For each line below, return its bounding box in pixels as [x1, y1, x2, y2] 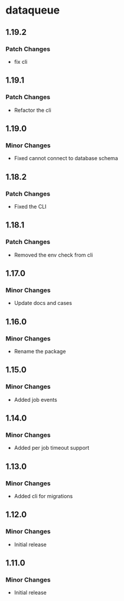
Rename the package [14, 348, 66, 355]
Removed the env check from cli [14, 251, 93, 258]
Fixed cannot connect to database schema [14, 155, 119, 162]
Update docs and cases [14, 300, 72, 307]
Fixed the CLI [14, 203, 47, 210]
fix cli [14, 58, 28, 65]
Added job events [14, 396, 57, 403]
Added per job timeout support [14, 444, 90, 451]
